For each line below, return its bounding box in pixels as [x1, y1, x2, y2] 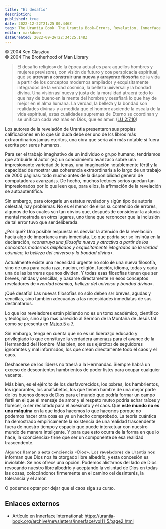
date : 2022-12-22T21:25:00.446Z [5, 21, 72, 26]
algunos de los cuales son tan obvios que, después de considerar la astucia [5, 208, 160, 214]
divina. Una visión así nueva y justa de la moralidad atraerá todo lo [17, 90, 153, 96]
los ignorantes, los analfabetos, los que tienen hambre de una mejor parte [5, 386, 156, 392]
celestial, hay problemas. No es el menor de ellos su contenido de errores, [5, 203, 157, 209]
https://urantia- [84, 513, 115, 519]
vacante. [5, 372, 23, 378]
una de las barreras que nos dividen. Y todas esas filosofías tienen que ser [5, 270, 158, 276]
